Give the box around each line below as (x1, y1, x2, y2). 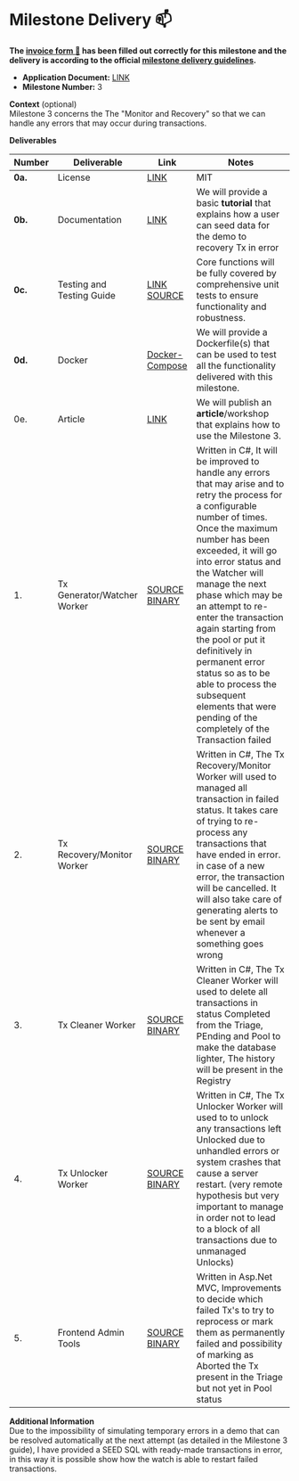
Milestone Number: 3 (21, 81, 102, 92)
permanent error (196, 655, 265, 667)
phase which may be (196, 588, 283, 601)
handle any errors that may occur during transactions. (9, 118, 207, 128)
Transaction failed (196, 733, 271, 746)
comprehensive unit (196, 278, 279, 290)
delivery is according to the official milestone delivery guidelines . (9, 54, 256, 65)
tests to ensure (196, 289, 259, 301)
